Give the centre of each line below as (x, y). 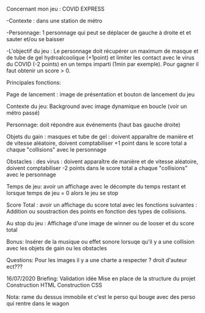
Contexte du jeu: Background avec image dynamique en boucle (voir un (97, 106)
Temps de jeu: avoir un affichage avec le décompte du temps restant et (96, 186)
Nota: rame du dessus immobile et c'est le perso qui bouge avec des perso (101, 297)
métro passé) (23, 113)
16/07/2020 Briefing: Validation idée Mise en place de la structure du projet (101, 278)
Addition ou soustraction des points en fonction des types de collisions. (96, 211)
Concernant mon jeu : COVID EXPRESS (56, 9)
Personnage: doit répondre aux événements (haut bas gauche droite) (93, 125)
